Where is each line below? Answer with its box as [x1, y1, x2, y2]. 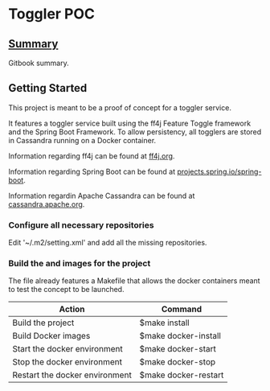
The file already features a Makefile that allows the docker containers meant [8, 276, 260, 286]
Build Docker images [12, 331, 91, 342]
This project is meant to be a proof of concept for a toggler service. [8, 102, 231, 113]
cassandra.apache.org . [8, 199, 85, 209]
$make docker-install [139, 331, 221, 342]
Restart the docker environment [12, 369, 133, 381]
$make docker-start [139, 344, 217, 355]
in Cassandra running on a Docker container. [8, 135, 157, 145]
